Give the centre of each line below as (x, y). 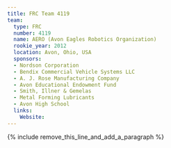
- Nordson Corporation (46, 65)
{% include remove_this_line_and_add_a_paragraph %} (86, 137)
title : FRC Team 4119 (39, 14)
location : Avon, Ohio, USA (52, 53)
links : (23, 110)
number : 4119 (32, 33)
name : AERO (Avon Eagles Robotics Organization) (85, 40)
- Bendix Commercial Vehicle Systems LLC (74, 72)
